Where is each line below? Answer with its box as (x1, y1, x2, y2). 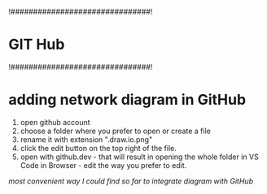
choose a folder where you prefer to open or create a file (20, 126, 212, 136)
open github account (20, 117, 91, 127)
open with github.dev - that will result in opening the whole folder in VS (20, 152, 259, 162)
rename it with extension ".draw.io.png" (20, 134, 153, 144)
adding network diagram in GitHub (8, 91, 247, 109)
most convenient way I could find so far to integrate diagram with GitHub (8, 176, 254, 186)
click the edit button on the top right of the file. (20, 143, 177, 153)
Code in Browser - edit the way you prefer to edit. (20, 160, 187, 170)
